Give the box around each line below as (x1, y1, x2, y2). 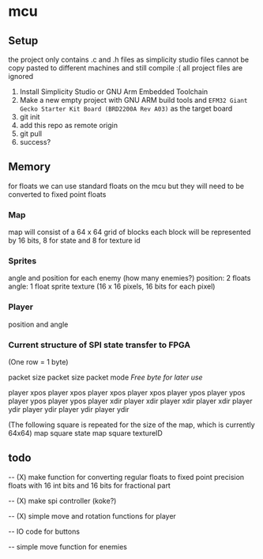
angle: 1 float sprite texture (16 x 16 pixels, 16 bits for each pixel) (8, 281, 216, 291)
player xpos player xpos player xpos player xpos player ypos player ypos (8, 388, 246, 397)
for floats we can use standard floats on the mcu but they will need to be (8, 181, 245, 191)
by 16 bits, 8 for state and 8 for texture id (8, 236, 141, 245)
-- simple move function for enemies (8, 542, 128, 551)
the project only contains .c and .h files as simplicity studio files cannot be (8, 55, 250, 64)
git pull (19, 129, 42, 138)
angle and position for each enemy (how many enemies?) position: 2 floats (8, 274, 251, 283)
